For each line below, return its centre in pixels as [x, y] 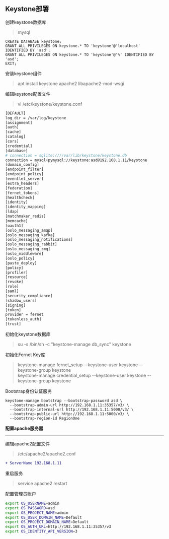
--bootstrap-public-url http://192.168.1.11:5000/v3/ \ [69, 414]
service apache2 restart [42, 483]
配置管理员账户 [21, 494]
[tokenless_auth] [23, 319]
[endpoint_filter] [24, 170]
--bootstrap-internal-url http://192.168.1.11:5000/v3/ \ [72, 410]
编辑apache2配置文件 [28, 444]
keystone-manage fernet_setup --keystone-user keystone [78, 365]
